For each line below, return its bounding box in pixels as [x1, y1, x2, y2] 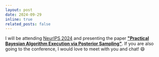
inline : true [5, 17, 33, 22]
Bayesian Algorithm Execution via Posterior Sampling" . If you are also [5, 41, 154, 47]
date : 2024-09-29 [5, 12, 42, 17]
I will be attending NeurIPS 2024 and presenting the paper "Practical [5, 35, 149, 41]
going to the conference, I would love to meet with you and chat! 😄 [5, 46, 145, 52]
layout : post [5, 7, 33, 13]
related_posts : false [5, 21, 51, 27]
